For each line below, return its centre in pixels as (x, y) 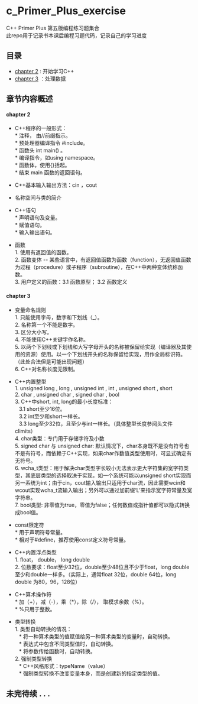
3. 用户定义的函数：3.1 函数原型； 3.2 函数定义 (71, 282)
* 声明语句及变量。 (38, 218)
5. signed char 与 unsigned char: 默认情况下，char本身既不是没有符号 (99, 446)
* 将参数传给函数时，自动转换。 (57, 651)
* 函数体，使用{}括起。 (42, 165)
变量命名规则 (30, 310)
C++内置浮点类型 (36, 552)
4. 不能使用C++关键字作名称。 (52, 339)
